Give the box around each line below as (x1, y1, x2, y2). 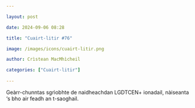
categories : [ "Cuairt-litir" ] (6, 67, 81, 73)
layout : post (6, 14, 38, 19)
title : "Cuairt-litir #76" (6, 35, 73, 41)
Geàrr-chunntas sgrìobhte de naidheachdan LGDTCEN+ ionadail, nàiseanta (6, 89, 189, 96)
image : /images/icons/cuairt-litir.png (6, 45, 105, 52)
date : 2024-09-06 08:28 (6, 24, 65, 30)
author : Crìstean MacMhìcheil (6, 57, 81, 63)
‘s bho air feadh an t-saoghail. (6, 95, 79, 102)
